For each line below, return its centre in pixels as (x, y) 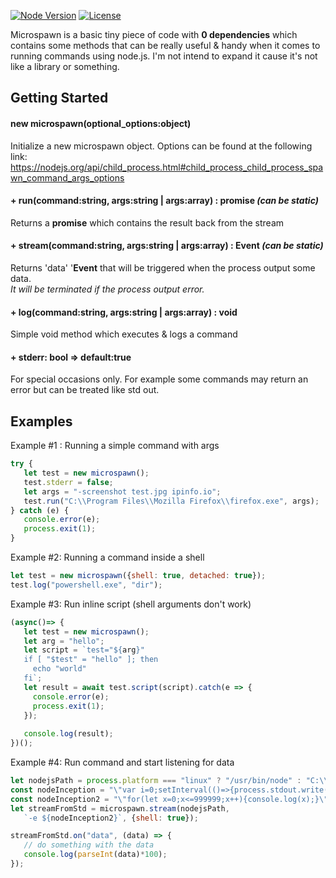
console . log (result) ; (68, 734)
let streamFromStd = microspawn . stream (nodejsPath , (120, 808)
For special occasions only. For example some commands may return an (159, 379)
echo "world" (59, 669)
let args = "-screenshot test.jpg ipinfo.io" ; (122, 491)
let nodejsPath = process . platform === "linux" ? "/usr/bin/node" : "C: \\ (169, 781)
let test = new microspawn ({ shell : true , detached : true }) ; (138, 576)
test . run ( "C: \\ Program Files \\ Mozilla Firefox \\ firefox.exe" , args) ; (171, 501)
